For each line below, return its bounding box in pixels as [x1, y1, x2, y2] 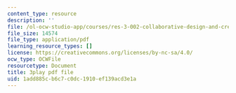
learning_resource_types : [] [7, 43, 93, 50]
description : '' [7, 17, 55, 24]
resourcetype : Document [7, 62, 77, 69]
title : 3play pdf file [7, 69, 74, 76]
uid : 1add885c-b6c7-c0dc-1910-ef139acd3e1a [7, 75, 137, 83]
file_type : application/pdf [7, 36, 90, 43]
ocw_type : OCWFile [7, 56, 61, 63]
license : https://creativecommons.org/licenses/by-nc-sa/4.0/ [7, 50, 193, 57]
